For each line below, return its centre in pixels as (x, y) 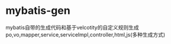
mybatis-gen (38, 11)
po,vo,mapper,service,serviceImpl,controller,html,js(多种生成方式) (85, 34)
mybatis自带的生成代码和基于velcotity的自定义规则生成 (72, 27)
